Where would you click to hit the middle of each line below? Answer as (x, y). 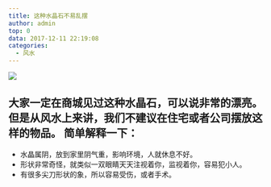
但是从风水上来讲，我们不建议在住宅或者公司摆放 (130, 118)
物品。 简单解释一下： (84, 133)
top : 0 (19, 31)
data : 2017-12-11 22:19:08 (54, 38)
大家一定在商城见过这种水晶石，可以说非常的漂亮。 (135, 103)
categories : (28, 46)
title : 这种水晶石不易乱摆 (48, 16)
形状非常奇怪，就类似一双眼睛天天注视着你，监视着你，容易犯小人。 (133, 164)
